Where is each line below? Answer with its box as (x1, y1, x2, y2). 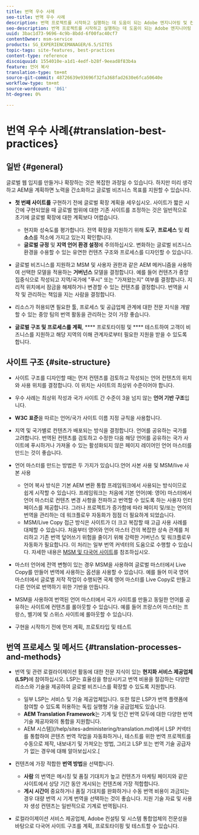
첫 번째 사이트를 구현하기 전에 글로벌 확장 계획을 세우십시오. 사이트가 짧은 (14, 199, 184, 206)
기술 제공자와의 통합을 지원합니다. (23, 718, 102, 725)
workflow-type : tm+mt (6, 81, 60, 87)
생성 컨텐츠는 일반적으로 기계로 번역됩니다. (30, 802, 129, 809)
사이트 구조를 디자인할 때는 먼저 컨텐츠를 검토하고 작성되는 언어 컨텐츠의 (14, 374, 181, 381)
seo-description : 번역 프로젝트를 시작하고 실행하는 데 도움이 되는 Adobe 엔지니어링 (6, 25, 191, 31)
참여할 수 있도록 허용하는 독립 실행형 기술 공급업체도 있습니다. (23, 703, 166, 710)
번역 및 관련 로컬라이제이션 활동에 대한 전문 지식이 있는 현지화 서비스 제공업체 (14, 668, 193, 675)
